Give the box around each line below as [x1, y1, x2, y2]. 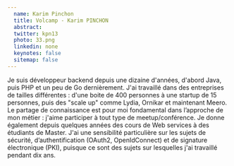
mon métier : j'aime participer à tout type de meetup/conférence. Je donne [7, 113, 225, 121]
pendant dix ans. [7, 150, 56, 159]
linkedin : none [13, 43, 58, 50]
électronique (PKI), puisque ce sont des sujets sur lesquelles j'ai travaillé [7, 143, 218, 152]
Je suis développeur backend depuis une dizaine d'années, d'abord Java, [7, 76, 222, 84]
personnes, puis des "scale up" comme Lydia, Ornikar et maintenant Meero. [7, 98, 228, 107]
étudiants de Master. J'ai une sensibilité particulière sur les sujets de [7, 128, 207, 136]
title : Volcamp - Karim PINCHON [13, 17, 109, 24]
